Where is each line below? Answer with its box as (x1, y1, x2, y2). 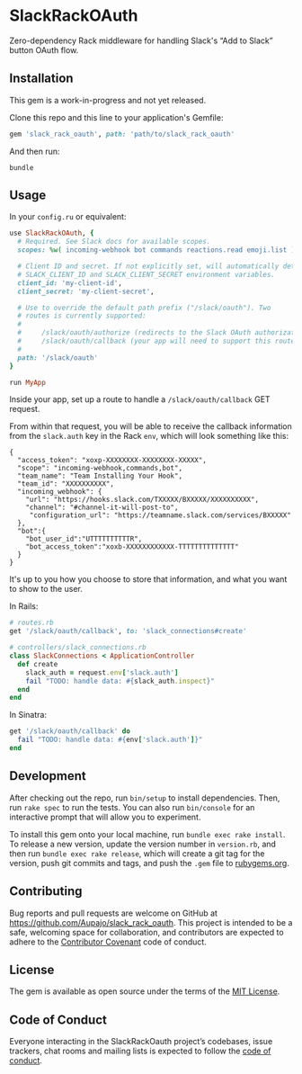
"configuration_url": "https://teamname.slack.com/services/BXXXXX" (29, 511, 292, 520)
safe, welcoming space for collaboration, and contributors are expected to (9, 926, 285, 937)
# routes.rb (9, 618, 54, 628)
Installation (9, 71, 74, 86)
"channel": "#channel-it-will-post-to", (25, 503, 179, 513)
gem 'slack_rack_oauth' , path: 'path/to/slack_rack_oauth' (9, 130, 235, 139)
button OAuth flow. (9, 44, 79, 55)
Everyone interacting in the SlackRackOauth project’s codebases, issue (9, 1036, 273, 1047)
